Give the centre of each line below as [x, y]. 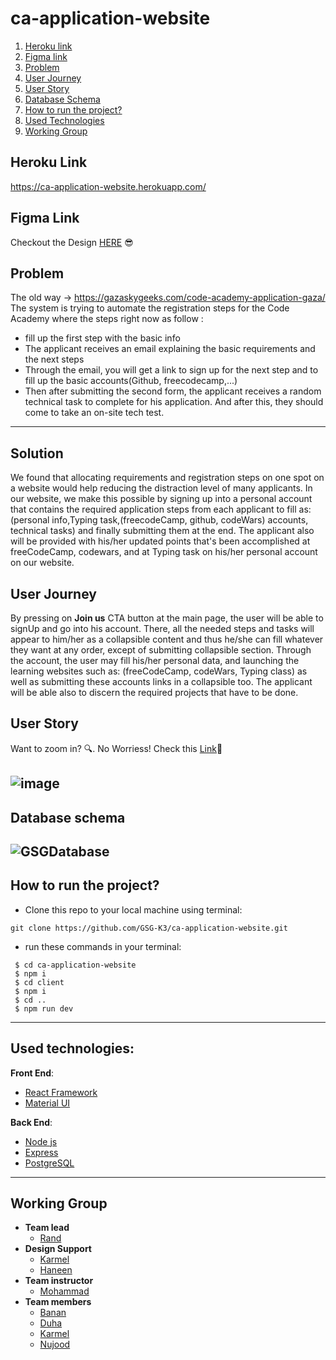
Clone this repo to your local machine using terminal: [133, 909]
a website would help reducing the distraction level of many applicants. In [161, 488]
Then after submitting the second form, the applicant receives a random [173, 391]
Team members [58, 1302]
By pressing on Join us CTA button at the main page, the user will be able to [167, 618]
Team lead [47, 1228]
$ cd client [39, 982]
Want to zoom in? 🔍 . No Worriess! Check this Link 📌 [116, 748]
